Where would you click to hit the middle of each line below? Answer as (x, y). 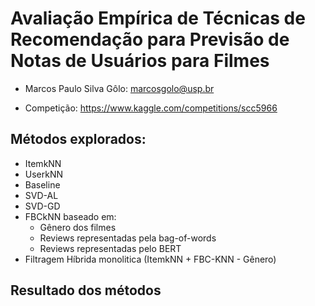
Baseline (42, 184)
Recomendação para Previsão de (150, 39)
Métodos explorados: (78, 139)
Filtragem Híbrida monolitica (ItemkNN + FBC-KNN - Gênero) (150, 259)
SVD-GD (42, 206)
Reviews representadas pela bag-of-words (128, 238)
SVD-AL (41, 195)
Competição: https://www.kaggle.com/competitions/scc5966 (151, 108)
